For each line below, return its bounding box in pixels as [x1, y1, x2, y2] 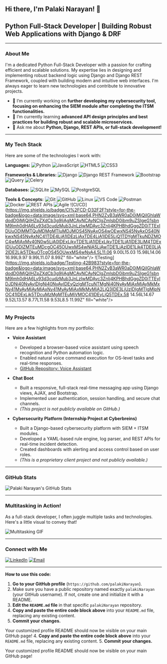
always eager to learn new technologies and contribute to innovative [5, 83, 146, 89]
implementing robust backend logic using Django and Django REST [5, 72, 143, 78]
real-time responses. [19, 360, 63, 366]
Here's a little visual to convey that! [5, 519, 77, 525]
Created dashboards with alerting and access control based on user [19, 446, 160, 453]
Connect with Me [5, 546, 48, 553]
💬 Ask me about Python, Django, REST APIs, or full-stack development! [12, 124, 162, 130]
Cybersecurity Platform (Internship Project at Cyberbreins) [12, 416, 137, 422]
